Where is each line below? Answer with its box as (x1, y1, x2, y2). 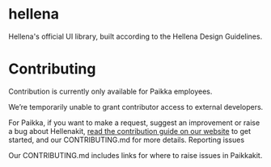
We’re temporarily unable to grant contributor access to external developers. (8, 102, 264, 111)
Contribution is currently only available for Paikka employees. (8, 86, 213, 96)
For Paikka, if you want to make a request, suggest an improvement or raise (8, 118, 260, 127)
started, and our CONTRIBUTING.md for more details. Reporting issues (8, 135, 245, 144)
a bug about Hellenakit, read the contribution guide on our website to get (8, 126, 251, 136)
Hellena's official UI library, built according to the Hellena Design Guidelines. (8, 31, 263, 41)
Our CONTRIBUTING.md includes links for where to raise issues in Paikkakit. (8, 150, 263, 160)
